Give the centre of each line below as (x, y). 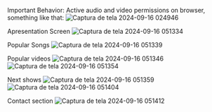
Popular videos (29, 58)
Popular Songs (29, 45)
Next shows (25, 80)
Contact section (31, 101)
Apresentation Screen (39, 31)
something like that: (36, 18)
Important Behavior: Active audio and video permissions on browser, (106, 10)
